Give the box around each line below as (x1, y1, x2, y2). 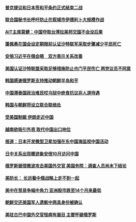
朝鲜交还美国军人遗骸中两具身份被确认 (5, 199, 82, 205)
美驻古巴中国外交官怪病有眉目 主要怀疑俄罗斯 (5, 212, 97, 218)
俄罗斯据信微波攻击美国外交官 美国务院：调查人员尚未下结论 (5, 163, 127, 169)
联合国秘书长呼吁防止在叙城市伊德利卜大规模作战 (5, 17, 104, 23)
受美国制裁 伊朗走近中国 (5, 114, 54, 120)
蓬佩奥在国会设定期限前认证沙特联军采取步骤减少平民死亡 (5, 41, 121, 47)
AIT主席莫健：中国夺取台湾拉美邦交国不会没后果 (5, 29, 103, 34)
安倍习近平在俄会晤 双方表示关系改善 (5, 53, 82, 59)
